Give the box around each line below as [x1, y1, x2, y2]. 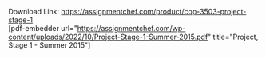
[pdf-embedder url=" [8, 24, 78, 33]
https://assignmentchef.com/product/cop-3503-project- [61, 7, 247, 16]
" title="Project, [207, 32, 259, 41]
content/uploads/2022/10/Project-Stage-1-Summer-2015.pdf [8, 32, 208, 41]
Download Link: [8, 7, 60, 16]
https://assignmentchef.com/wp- [77, 24, 186, 33]
